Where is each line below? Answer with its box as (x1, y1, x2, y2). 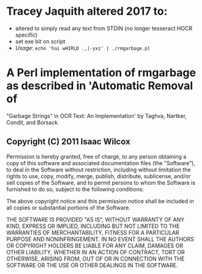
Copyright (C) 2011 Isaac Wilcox (6, 136, 130, 147)
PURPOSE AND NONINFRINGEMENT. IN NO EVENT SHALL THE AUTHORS (6, 235, 195, 243)
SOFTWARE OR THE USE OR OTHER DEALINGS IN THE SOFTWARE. (6, 261, 178, 268)
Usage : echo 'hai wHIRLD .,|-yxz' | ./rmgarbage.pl (15, 44, 151, 52)
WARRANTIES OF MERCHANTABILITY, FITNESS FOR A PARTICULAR (6, 229, 179, 236)
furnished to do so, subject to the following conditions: (6, 186, 144, 193)
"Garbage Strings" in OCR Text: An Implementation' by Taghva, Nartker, (6, 112, 187, 119)
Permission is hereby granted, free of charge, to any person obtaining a (6, 152, 187, 160)
